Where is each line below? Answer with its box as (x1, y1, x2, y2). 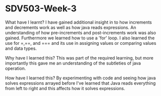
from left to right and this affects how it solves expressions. (5, 85, 126, 91)
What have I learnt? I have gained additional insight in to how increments (5, 19, 152, 25)
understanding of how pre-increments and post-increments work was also (5, 30, 156, 35)
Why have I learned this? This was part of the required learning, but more (5, 55, 154, 61)
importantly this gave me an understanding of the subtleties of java (5, 60, 141, 66)
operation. (5, 65, 26, 71)
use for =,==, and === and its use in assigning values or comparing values (5, 40, 157, 46)
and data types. (5, 45, 37, 51)
